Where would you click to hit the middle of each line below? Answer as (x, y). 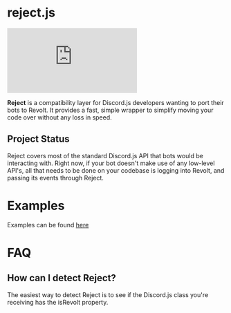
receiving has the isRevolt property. (58, 302)
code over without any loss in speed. (59, 117)
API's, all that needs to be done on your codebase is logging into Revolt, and (116, 170)
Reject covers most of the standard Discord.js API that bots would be (105, 155)
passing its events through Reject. (55, 178)
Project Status (39, 139)
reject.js (31, 13)
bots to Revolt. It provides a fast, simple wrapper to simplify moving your (110, 110)
